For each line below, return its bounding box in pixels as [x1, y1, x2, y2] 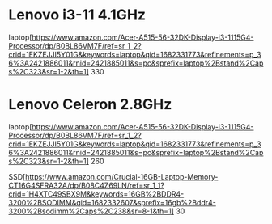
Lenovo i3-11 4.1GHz [8, 6, 147, 24]
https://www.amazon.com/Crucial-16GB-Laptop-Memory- [25, 171, 219, 181]
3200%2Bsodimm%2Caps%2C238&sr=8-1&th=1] [8, 206, 174, 216]
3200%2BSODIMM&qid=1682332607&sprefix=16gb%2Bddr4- [8, 197, 216, 207]
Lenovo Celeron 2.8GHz [8, 95, 172, 114]
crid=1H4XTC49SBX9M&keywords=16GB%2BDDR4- [8, 188, 185, 199]
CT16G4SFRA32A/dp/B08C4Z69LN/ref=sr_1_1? [8, 180, 164, 190]
